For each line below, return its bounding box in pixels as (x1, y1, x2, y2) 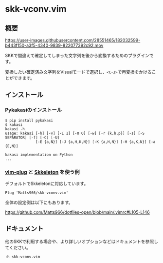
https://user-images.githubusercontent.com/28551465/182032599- (5, 38, 141, 43)
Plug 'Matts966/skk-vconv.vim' (5, 190, 69, 195)
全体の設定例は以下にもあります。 (5, 199, 73, 205)
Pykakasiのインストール (5, 106, 62, 113)
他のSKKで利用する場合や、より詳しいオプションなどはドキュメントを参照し (5, 238, 159, 244)
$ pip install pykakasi (5, 118, 54, 123)
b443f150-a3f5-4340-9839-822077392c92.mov (5, 42, 104, 48)
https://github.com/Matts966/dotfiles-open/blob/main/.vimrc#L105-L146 (5, 209, 150, 215)
